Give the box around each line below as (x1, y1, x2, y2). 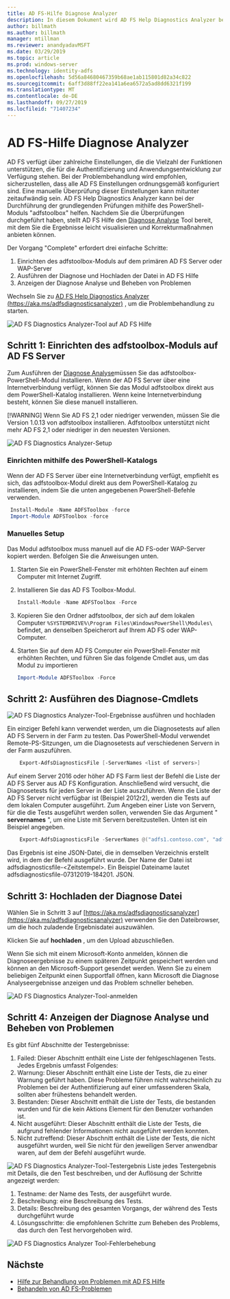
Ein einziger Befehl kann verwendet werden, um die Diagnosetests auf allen (7, 724, 220, 733)
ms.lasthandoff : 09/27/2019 (7, 99, 88, 106)
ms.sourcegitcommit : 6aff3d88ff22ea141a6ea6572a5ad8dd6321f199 (7, 80, 192, 87)
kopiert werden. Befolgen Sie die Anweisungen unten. (7, 552, 159, 560)
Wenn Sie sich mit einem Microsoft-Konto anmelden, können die (7, 949, 188, 957)
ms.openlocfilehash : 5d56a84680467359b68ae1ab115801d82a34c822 (7, 73, 192, 81)
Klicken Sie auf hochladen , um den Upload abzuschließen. (7, 936, 175, 944)
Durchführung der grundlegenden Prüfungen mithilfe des (7, 201, 168, 210)
